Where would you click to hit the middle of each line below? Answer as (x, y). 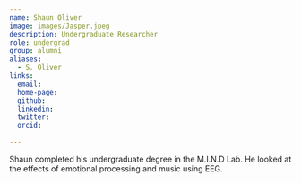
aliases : (26, 59)
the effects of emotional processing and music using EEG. (116, 168)
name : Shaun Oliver (46, 17)
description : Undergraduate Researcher (84, 34)
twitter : (34, 117)
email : (30, 84)
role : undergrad (39, 42)
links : (21, 76)
